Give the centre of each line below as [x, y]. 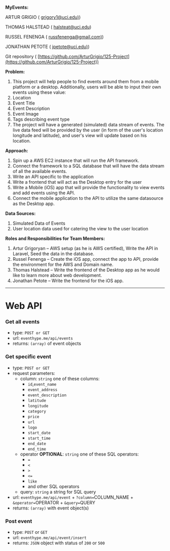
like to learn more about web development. [57, 275]
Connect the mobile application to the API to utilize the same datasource [88, 198]
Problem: [15, 72]
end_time [37, 449]
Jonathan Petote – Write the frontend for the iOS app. [68, 281]
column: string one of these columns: [60, 378]
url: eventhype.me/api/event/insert [50, 538]
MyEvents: [17, 7]
